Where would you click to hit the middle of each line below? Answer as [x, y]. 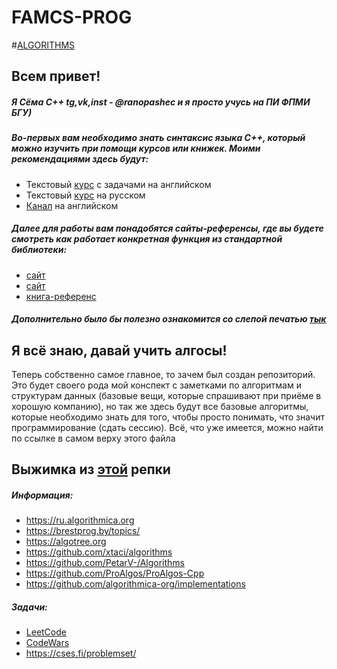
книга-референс [61, 296]
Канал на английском [72, 205]
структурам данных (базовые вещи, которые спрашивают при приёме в [166, 396]
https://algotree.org [66, 542]
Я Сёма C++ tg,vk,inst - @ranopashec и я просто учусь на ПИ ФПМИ [161, 102]
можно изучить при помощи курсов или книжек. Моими [136, 148]
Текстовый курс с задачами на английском [118, 184]
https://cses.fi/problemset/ [81, 653]
